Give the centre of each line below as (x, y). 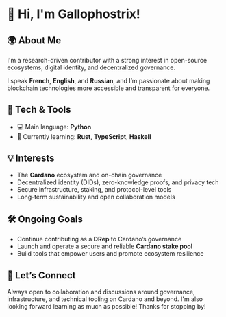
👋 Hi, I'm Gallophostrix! (74, 14)
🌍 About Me (34, 40)
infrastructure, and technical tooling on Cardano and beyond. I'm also (105, 299)
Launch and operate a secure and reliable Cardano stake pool (105, 246)
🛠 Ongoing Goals (45, 219)
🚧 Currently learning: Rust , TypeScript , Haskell (84, 136)
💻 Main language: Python (54, 127)
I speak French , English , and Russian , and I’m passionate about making (109, 81)
